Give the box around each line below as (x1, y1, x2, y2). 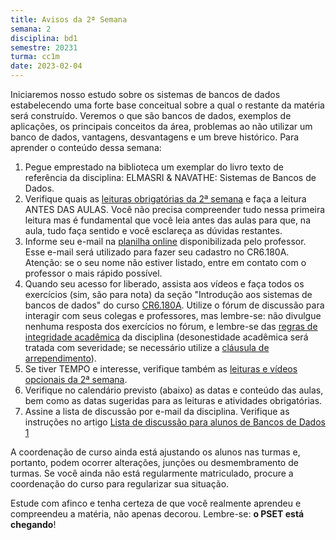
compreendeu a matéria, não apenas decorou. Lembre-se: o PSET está (10, 508, 305, 520)
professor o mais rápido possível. (24, 267, 163, 279)
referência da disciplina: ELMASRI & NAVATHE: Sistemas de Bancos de (24, 172, 317, 183)
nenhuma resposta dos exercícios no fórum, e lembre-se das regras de (24, 321, 318, 332)
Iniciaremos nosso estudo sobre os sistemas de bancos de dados (10, 89, 281, 100)
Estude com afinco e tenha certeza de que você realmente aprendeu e (10, 497, 302, 509)
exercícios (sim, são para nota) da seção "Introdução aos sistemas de (24, 289, 313, 300)
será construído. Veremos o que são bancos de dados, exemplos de (10, 110, 292, 121)
